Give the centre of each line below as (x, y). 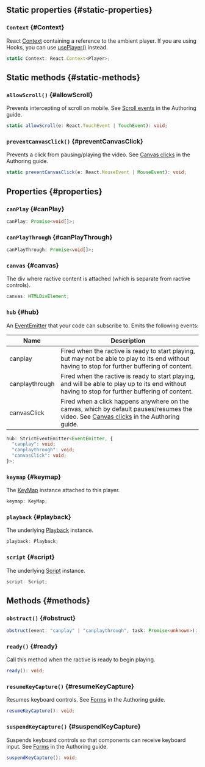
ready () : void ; (26, 671)
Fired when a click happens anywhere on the (125, 401)
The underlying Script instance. (46, 570)
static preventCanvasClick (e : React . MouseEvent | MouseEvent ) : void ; (97, 173)
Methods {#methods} (48, 601)
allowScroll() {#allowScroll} (50, 95)
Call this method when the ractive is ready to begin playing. (81, 660)
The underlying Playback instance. (50, 530)
